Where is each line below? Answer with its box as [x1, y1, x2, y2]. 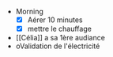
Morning [15, 7, 43, 16]
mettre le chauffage [27, 24, 92, 34]
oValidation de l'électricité [15, 41, 100, 51]
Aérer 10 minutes [27, 15, 83, 25]
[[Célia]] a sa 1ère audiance [15, 33, 105, 43]
